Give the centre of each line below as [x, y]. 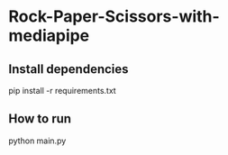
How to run [40, 119]
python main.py [37, 141]
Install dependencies [68, 69]
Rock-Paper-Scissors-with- [114, 17]
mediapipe [49, 36]
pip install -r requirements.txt [62, 91]
